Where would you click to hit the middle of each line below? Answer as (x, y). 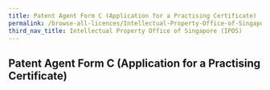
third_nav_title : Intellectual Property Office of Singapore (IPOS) (125, 31)
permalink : (27, 23)
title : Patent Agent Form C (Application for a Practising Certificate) (133, 16)
